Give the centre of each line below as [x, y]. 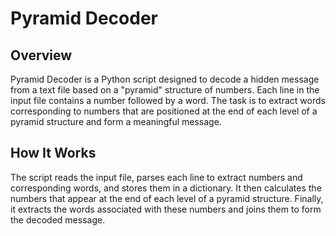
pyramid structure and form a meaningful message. [116, 121]
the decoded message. [58, 219]
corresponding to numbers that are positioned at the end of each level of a [164, 111]
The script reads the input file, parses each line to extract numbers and [156, 177]
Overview [41, 55]
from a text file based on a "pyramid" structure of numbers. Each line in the [165, 90]
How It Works [53, 153]
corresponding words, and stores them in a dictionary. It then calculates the [166, 188]
